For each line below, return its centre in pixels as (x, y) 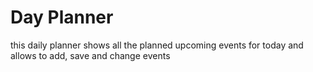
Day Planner (62, 17)
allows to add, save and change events (90, 55)
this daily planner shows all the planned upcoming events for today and (157, 45)
